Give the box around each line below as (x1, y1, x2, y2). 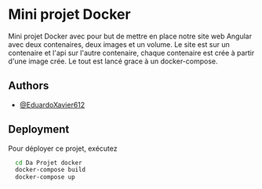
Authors (8, 79, 49, 93)
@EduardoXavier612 (19, 100, 86, 109)
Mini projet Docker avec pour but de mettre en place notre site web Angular (8, 31, 253, 41)
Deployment (8, 123, 70, 136)
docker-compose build (15, 166, 86, 174)
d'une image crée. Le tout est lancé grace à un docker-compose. (8, 56, 218, 66)
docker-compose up (15, 173, 76, 181)
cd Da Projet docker (15, 158, 82, 166)
